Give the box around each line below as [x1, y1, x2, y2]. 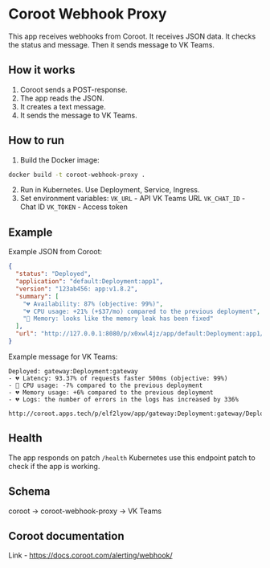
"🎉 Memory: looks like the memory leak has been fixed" [22, 315, 215, 323]
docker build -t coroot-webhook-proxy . [8, 171, 146, 179]
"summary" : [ [15, 292, 59, 300]
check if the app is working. [8, 461, 100, 471]
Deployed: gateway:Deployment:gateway [8, 367, 138, 375]
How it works [8, 64, 76, 77]
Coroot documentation [8, 529, 125, 543]
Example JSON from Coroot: [8, 247, 103, 257]
